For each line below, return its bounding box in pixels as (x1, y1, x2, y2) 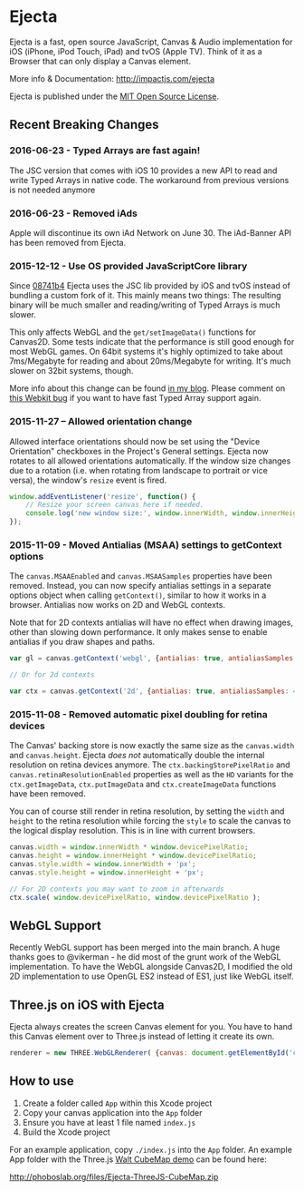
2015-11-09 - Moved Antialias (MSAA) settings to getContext (9, 538, 282, 551)
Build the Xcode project (22, 1127, 110, 1137)
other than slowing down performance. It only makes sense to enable (9, 627, 268, 638)
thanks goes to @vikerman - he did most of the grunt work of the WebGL (9, 952, 281, 962)
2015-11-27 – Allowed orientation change (9, 415, 193, 428)
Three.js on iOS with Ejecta (9, 997, 165, 1012)
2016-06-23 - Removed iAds (9, 207, 138, 220)
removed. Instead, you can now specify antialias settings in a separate (9, 581, 271, 591)
